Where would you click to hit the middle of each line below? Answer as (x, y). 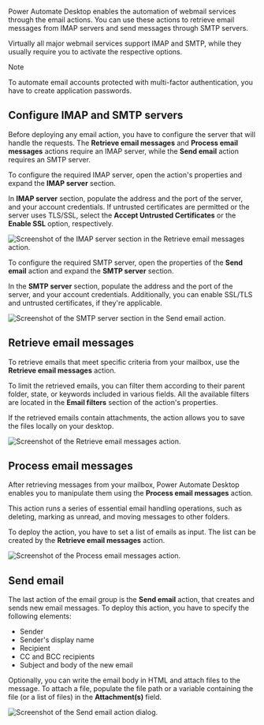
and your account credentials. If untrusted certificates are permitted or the (129, 206)
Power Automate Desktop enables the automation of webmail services (122, 11)
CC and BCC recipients (57, 656)
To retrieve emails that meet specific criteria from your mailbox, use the (124, 362)
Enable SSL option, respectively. (61, 223)
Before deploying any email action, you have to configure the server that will (132, 134)
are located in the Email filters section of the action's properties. (113, 402)
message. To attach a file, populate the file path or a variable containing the (131, 689)
